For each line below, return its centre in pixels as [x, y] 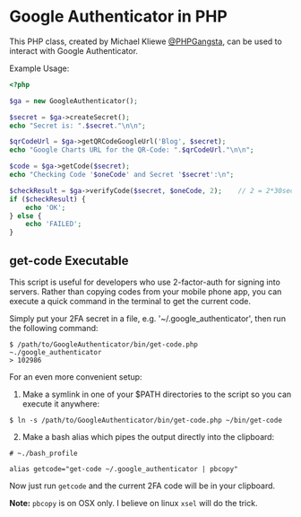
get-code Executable [69, 261]
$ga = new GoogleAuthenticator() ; [74, 101]
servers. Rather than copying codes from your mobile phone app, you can [146, 292]
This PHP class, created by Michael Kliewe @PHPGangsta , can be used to [146, 41]
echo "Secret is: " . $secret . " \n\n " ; [77, 126]
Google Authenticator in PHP [119, 17]
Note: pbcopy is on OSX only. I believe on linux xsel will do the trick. [133, 503]
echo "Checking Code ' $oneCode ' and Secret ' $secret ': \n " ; [122, 175]
